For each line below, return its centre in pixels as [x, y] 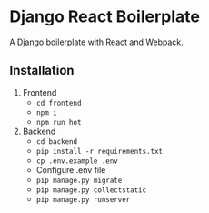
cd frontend [59, 103]
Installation [42, 71]
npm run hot [59, 122]
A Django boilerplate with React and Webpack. [96, 42]
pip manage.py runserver [83, 199]
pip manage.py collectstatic [91, 190]
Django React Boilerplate [104, 17]
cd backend [57, 142]
